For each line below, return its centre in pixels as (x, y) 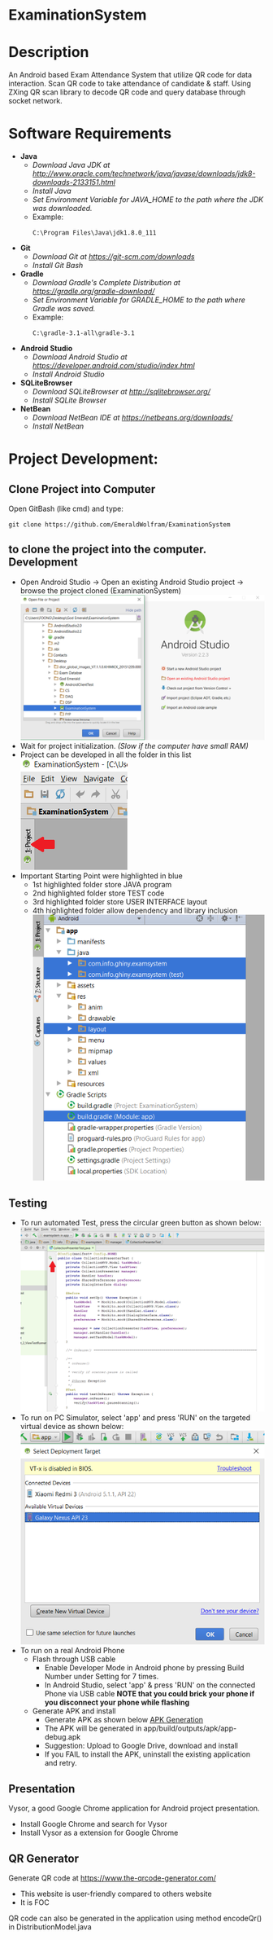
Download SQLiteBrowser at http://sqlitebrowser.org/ (121, 392)
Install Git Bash (58, 266)
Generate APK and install (74, 1711)
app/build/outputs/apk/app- (190, 1728)
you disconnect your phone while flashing (117, 1702)
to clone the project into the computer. (108, 550)
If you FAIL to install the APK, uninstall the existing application (147, 1754)
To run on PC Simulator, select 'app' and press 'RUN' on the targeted (135, 1418)
